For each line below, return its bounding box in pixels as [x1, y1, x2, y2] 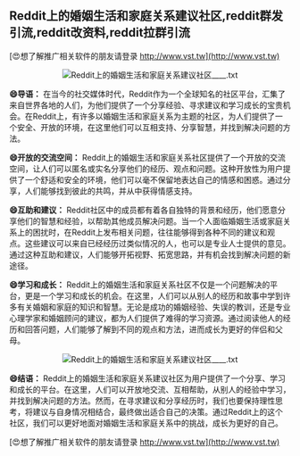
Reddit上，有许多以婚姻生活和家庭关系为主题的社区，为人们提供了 [32, 111, 276, 121]
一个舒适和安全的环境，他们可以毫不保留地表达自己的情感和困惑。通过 [24, 174, 283, 185]
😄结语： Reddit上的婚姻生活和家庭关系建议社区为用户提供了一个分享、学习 [9, 373, 286, 384]
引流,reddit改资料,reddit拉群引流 [9, 25, 190, 40]
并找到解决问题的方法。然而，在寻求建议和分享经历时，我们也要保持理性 [9, 395, 275, 406]
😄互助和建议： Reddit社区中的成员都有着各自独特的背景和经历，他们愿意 [9, 204, 279, 215]
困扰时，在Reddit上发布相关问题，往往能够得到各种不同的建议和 [32, 227, 268, 237]
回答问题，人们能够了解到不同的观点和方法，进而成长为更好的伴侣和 [24, 324, 275, 335]
